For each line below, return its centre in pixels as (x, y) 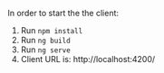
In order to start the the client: (63, 13)
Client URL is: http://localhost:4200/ (88, 59)
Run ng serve (45, 50)
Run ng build (45, 40)
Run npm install (52, 30)
